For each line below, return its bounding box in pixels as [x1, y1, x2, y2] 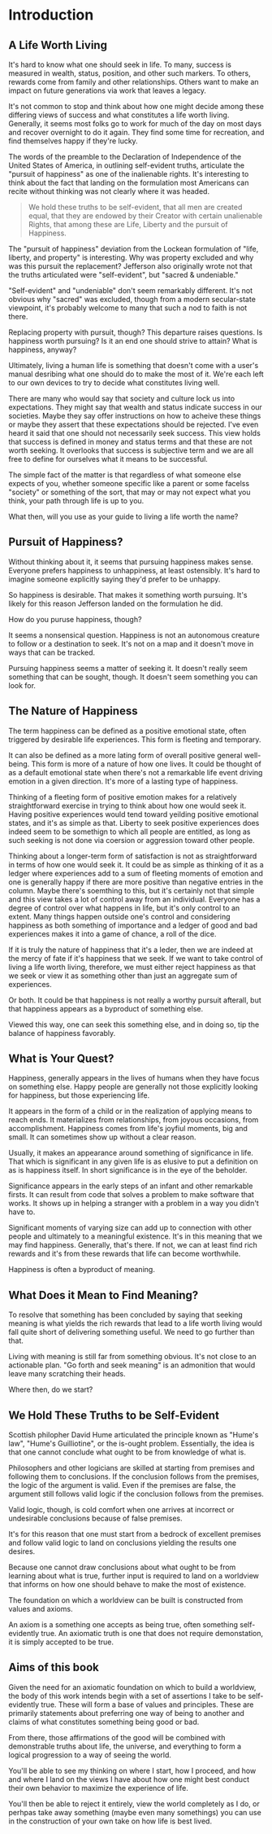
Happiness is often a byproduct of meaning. [8, 1265, 156, 1275]
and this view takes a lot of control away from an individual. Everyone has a [8, 894, 261, 904]
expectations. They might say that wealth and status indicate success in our [8, 402, 262, 412]
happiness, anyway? [8, 344, 77, 354]
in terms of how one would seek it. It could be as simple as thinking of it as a [8, 859, 264, 869]
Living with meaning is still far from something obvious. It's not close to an [8, 1352, 257, 1362]
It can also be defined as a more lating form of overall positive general [8, 750, 243, 760]
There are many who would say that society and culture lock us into [8, 393, 235, 403]
